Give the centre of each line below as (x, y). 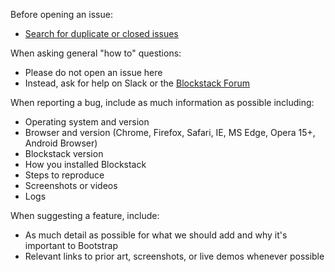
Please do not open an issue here (93, 72)
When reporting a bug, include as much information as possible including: (162, 102)
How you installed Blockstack (85, 164)
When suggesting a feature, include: (85, 215)
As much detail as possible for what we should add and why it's (156, 235)
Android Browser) (61, 143)
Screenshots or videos (71, 185)
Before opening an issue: (61, 14)
